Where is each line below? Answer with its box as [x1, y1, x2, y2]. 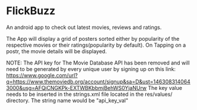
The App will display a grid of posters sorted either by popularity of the [6, 35, 180, 42]
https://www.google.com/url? [6, 72, 78, 79]
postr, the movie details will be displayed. [6, 47, 107, 54]
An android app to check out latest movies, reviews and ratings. [6, 24, 162, 31]
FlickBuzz [6, 4, 56, 18]
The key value [148, 84, 183, 91]
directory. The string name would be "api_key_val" [6, 96, 129, 104]
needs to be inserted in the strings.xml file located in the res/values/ [6, 90, 173, 98]
